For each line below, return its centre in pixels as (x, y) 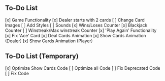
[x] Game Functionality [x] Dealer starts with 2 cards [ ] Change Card (75, 20)
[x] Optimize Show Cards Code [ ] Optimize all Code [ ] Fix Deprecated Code (83, 68)
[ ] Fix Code (17, 73)
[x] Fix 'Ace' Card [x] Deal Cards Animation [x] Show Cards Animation (76, 35)
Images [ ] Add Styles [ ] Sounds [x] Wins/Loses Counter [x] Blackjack (76, 25)
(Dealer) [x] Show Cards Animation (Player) (49, 41)
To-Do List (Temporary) (42, 56)
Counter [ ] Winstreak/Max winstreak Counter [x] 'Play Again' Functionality (81, 30)
